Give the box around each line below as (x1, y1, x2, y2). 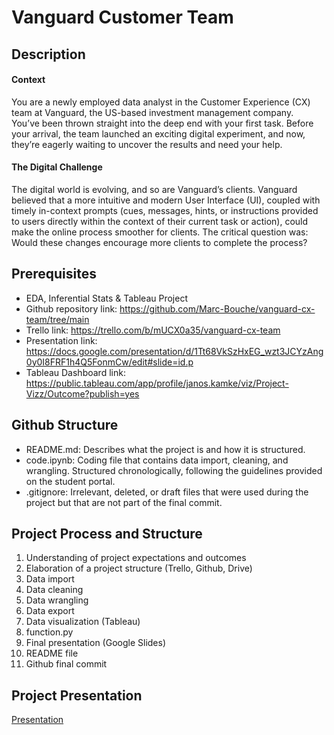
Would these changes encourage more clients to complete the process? (11, 236, 308, 248)
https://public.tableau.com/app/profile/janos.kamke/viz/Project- (25, 377, 289, 389)
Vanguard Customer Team (11, 6, 234, 29)
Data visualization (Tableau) (25, 616, 141, 628)
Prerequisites (11, 266, 97, 283)
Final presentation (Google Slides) (25, 637, 167, 649)
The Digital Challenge (11, 161, 103, 173)
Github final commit (25, 658, 108, 670)
